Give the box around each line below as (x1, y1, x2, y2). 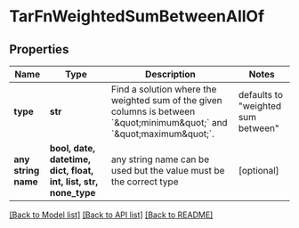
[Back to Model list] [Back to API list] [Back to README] (9, 209, 214, 220)
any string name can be (110, 153, 210, 166)
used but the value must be (110, 165, 225, 176)
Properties (9, 42, 69, 57)
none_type (49, 187, 96, 199)
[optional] (238, 165, 279, 176)
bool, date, (49, 142, 96, 154)
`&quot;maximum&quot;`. (110, 127, 215, 140)
